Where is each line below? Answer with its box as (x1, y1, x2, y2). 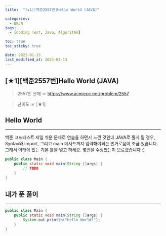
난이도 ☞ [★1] (17, 101, 46, 107)
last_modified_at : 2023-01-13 (5, 57, 68, 62)
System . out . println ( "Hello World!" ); (23, 218, 100, 223)
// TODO (23, 166, 39, 171)
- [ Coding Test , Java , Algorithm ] (9, 30, 81, 35)
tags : (5, 25, 16, 30)
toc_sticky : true (5, 44, 41, 49)
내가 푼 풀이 (5, 190, 39, 199)
